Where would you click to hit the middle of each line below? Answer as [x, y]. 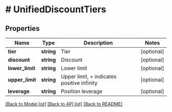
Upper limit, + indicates [89, 77]
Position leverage [82, 91]
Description [98, 43]
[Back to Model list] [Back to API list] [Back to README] [64, 104]
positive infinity [79, 83]
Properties [23, 29]
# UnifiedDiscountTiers [56, 10]
